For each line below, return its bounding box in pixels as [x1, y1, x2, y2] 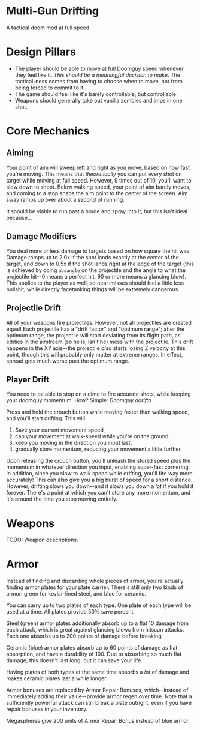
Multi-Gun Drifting [6, 4, 99, 18]
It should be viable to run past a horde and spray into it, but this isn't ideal [6, 207, 187, 214]
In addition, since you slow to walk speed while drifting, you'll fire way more [6, 470, 193, 477]
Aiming [6, 148, 34, 158]
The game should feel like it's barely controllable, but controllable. [14, 90, 178, 97]
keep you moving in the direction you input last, [14, 439, 132, 447]
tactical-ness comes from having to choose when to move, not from [14, 77, 183, 85]
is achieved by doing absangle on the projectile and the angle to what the [6, 266, 186, 274]
